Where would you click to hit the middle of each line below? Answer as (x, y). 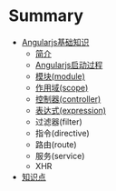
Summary (46, 16)
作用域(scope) (62, 87)
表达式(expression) (70, 110)
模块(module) (60, 76)
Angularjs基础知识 (55, 42)
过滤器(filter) (58, 121)
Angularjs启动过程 (69, 65)
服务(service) (60, 156)
